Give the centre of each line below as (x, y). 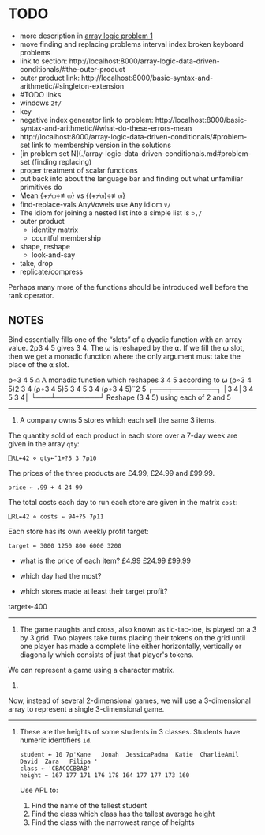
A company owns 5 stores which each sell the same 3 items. (118, 419)
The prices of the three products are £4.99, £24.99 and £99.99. (112, 473)
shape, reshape (45, 246)
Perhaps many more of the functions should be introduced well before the (128, 287)
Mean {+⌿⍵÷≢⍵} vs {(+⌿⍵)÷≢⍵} (73, 195)
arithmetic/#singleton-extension (72, 86)
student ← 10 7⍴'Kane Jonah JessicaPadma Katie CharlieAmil (129, 754)
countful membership (66, 237)
